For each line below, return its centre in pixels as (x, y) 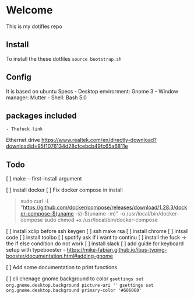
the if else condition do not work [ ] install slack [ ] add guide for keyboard (95, 244)
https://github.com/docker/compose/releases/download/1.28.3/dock (105, 207)
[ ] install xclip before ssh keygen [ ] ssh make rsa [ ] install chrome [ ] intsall (97, 231)
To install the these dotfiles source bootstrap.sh (64, 58)
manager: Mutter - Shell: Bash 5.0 (47, 98)
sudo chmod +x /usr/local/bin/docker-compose (101, 220)
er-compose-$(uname (47, 214)
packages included (41, 115)
